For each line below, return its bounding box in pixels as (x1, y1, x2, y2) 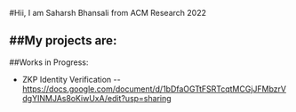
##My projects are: (9, 33, 117, 48)
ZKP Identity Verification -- (21, 74, 122, 84)
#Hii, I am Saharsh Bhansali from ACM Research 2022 (9, 8, 207, 18)
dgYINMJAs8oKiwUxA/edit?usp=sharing (21, 92, 172, 103)
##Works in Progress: (9, 57, 89, 68)
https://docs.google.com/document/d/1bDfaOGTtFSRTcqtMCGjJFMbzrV (21, 84, 287, 94)
